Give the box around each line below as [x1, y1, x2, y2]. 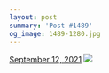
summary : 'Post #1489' [9, 21, 93, 30]
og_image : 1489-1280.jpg [9, 29, 101, 38]
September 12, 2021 [9, 55, 82, 65]
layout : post [9, 12, 58, 22]
